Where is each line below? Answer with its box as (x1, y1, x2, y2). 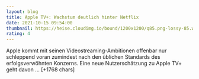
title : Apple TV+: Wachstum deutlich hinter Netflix (6, 14, 139, 20)
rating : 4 (6, 31, 31, 37)
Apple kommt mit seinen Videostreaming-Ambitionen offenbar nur (6, 47, 167, 54)
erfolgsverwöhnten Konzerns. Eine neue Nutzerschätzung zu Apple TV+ (6, 60, 182, 67)
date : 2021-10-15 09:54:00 (6, 20, 73, 26)
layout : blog (6, 8, 38, 15)
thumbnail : (6, 25, 33, 31)
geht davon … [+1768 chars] (6, 66, 75, 73)
